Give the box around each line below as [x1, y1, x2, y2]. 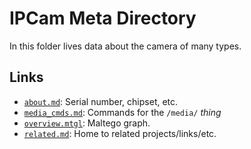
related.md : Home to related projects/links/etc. [23, 127, 217, 139]
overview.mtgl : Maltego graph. [23, 117, 151, 129]
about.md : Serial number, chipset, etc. [23, 95, 179, 107]
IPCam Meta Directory [9, 7, 197, 30]
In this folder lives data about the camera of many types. [9, 40, 242, 52]
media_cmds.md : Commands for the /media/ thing [23, 106, 222, 118]
